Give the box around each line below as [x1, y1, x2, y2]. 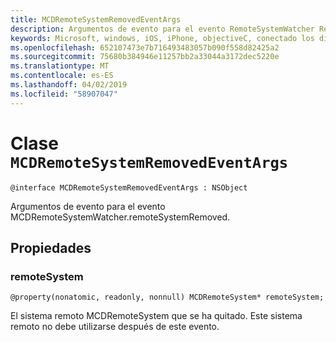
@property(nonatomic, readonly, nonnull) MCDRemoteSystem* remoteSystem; [10, 292, 325, 303]
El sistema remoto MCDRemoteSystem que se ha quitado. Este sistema [10, 310, 303, 322]
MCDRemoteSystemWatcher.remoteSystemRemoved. [10, 211, 231, 223]
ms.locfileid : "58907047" [10, 89, 118, 99]
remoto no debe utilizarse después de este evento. [10, 321, 220, 333]
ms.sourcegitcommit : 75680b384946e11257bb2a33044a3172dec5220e [10, 52, 280, 62]
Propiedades [10, 239, 92, 256]
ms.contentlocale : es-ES [10, 71, 114, 81]
